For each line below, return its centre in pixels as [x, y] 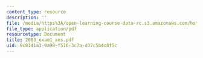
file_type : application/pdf [42, 29]
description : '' [27, 18]
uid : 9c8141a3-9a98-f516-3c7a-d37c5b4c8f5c [62, 46]
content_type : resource [36, 12]
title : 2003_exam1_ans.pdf [40, 40]
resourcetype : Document [36, 34]
